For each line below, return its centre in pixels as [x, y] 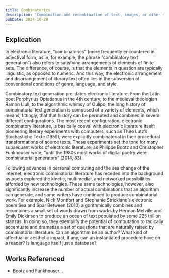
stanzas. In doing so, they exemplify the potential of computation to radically [84, 221]
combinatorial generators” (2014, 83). [44, 158]
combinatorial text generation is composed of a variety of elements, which [82, 110]
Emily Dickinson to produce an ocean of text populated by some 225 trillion [83, 216]
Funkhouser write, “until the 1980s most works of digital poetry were [76, 153]
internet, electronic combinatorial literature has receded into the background [84, 173]
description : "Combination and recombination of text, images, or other [83, 15]
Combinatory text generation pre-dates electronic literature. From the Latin [82, 94]
